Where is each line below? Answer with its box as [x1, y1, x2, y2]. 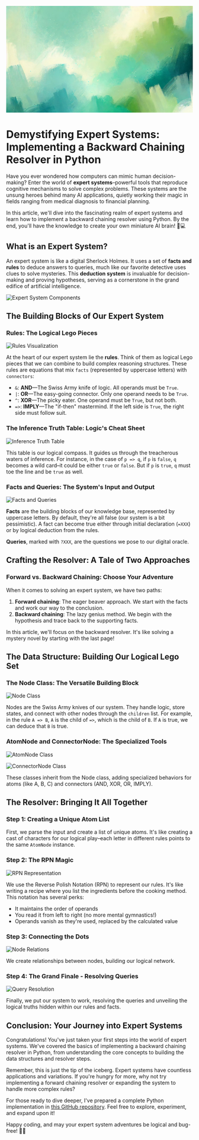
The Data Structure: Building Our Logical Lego [6, 652, 179, 662]
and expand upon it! [6, 1110, 55, 1117]
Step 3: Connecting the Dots [6, 932, 89, 940]
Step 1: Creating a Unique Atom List [6, 815, 110, 823]
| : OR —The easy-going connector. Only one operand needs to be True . [14, 390, 188, 398]
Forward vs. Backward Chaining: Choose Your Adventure [6, 573, 174, 581]
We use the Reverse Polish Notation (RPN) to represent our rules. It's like [6, 880, 184, 888]
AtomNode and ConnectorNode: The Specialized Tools [6, 738, 167, 746]
